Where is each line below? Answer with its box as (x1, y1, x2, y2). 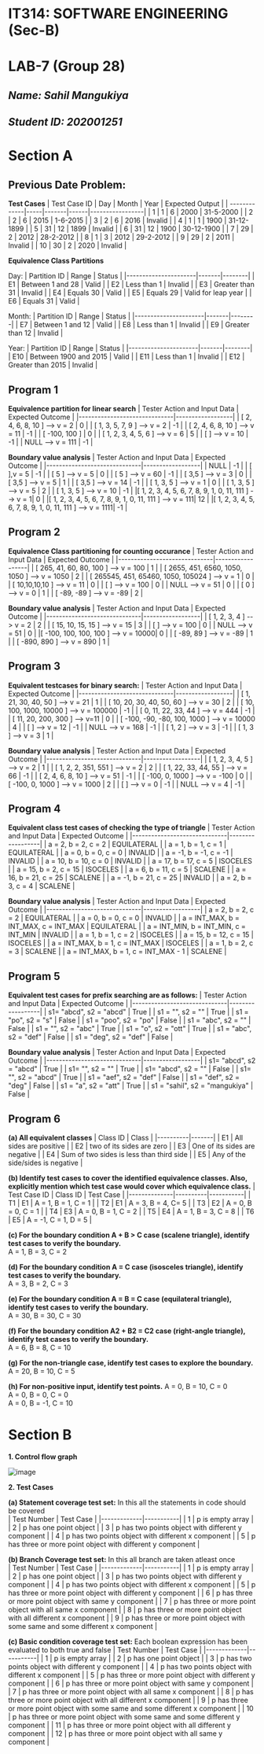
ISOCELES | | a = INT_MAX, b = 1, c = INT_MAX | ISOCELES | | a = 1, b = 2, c (8, 938, 254, 948)
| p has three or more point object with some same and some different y (8, 1712, 240, 1721)
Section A (8, 147, 73, 165)
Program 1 (8, 383, 59, 396)
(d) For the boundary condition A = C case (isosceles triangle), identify (8, 1262, 244, 1272)
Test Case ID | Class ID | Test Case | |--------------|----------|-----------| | (8, 1190, 251, 1199)
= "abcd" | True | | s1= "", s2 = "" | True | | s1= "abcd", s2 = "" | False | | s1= (8, 1064, 251, 1074)
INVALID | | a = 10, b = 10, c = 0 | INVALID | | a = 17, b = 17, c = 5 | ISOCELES (8, 857, 253, 866)
